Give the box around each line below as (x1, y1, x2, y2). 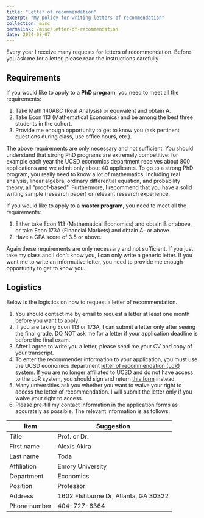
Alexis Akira (57, 442, 91, 450)
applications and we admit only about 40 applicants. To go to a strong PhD (6, 164, 194, 171)
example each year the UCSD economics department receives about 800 (6, 157, 191, 165)
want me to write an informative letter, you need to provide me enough (6, 257, 183, 265)
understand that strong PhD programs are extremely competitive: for (6, 151, 178, 159)
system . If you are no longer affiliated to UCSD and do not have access (15, 369, 194, 376)
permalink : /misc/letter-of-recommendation (6, 26, 119, 32)
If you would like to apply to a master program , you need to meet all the (6, 202, 187, 209)
